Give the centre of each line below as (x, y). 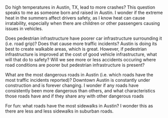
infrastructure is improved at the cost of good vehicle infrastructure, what (81, 54)
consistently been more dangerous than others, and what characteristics (80, 91)
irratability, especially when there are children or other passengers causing (83, 23)
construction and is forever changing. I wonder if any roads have (72, 85)
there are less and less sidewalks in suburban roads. (59, 111)
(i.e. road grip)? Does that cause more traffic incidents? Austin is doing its (81, 44)
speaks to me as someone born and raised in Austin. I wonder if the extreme (84, 13)
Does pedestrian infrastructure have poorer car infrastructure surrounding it (83, 38)
